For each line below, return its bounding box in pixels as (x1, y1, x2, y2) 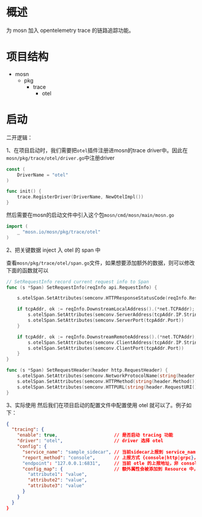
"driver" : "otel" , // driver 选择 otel (17, 438, 164, 444)
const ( (6, 166, 26, 172)
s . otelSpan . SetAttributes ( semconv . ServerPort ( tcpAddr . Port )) (28, 318, 185, 324)
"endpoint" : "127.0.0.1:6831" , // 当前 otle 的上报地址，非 (22, 460, 179, 466)
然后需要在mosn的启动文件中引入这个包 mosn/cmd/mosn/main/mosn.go (6, 211, 174, 219)
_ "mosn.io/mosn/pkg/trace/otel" (17, 229, 101, 235)
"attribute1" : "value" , (28, 472, 87, 478)
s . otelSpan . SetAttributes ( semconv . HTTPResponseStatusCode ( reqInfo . (17, 295, 189, 301)
